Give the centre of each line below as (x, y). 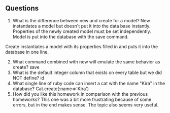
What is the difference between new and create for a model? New (81, 20)
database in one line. (27, 52)
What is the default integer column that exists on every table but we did (87, 72)
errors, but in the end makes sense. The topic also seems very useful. (86, 105)
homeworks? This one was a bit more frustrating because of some (82, 99)
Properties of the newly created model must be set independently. (82, 31)
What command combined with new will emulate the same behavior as (87, 62)
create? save (26, 67)
